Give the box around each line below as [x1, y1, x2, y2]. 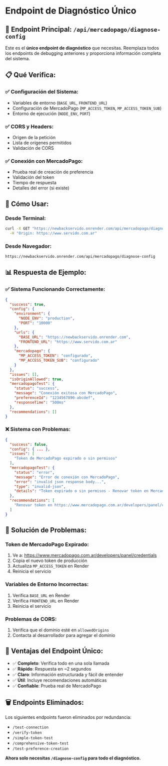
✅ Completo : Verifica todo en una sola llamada [12, 660, 109, 666]
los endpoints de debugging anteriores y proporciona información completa [5, 50, 161, 56]
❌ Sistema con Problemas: [5, 426, 71, 433]
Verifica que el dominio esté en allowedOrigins [12, 627, 109, 633]
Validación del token [12, 174, 54, 180]
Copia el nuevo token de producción [12, 558, 87, 564]
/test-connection [12, 725, 49, 730]
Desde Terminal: [5, 214, 46, 222]
